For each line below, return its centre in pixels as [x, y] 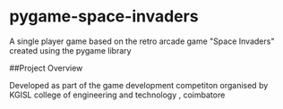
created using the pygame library [70, 50]
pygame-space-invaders [104, 17]
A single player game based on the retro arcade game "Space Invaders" [142, 41]
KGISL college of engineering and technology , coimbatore [117, 95]
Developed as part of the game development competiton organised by [139, 85]
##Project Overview [46, 68]
